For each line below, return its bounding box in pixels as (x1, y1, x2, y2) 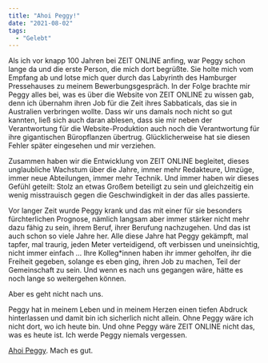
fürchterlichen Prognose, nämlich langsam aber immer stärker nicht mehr (8, 214, 250, 224)
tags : (8, 26, 26, 34)
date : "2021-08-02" (8, 19, 74, 27)
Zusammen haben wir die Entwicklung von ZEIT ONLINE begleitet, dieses (8, 157, 250, 166)
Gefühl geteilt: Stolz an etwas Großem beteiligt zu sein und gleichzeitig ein (8, 181, 254, 192)
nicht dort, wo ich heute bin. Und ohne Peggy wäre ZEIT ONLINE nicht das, (8, 321, 255, 332)
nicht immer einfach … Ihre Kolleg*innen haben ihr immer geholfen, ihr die (8, 249, 252, 258)
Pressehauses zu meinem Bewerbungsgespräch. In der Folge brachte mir (8, 82, 250, 91)
